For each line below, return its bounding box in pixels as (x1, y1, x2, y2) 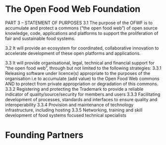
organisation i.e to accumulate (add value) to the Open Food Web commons (5, 75, 160, 81)
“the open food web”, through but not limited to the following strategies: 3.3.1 (5, 65, 162, 71)
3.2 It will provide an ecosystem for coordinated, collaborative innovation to (5, 45, 160, 51)
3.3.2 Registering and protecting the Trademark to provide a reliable (5, 86, 144, 92)
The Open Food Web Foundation (5, 3, 141, 15)
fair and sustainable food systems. (5, 36, 76, 41)
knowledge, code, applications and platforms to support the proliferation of (5, 30, 159, 36)
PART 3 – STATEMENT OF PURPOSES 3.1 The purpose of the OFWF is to (5, 20, 153, 26)
